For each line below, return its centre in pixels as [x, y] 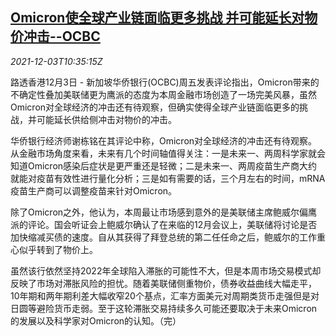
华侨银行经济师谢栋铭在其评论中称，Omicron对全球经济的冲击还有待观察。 [164, 140]
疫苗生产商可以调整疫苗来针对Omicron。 [94, 190]
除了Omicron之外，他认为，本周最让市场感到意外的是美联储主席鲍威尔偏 [159, 212]
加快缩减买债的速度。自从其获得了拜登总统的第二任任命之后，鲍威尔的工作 [163, 237]
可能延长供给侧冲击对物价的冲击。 [106, 119]
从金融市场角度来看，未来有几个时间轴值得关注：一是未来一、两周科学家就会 [168, 153]
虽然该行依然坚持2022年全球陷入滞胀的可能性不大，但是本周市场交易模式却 [166, 270]
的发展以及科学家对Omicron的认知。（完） [96, 320]
